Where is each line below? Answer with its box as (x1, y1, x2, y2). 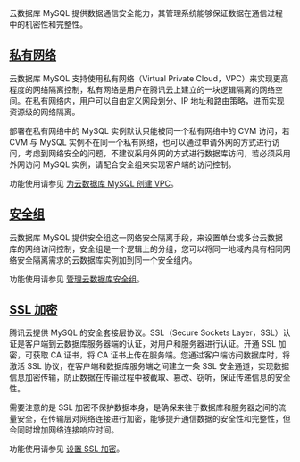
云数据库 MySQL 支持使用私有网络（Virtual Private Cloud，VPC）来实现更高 (9, 72, 289, 83)
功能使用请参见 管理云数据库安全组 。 (9, 273, 145, 284)
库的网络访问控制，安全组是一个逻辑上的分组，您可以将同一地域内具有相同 (9, 243, 283, 254)
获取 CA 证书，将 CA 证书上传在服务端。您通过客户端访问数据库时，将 (32, 349, 290, 360)
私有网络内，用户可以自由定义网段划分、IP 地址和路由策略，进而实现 (32, 95, 285, 105)
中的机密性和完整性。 (9, 19, 87, 29)
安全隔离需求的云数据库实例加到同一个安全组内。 (16, 254, 197, 265)
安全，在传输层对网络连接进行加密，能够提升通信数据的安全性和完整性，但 (16, 414, 291, 424)
